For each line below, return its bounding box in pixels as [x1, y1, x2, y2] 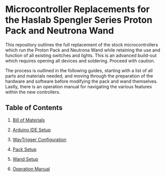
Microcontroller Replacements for [5, 4, 150, 15]
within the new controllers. [5, 89, 61, 95]
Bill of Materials [12, 117, 45, 123]
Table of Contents [5, 103, 63, 112]
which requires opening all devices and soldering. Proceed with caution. [5, 57, 155, 64]
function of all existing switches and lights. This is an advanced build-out [5, 52, 157, 58]
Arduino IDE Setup [12, 127, 51, 133]
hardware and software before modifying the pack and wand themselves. [5, 78, 158, 84]
